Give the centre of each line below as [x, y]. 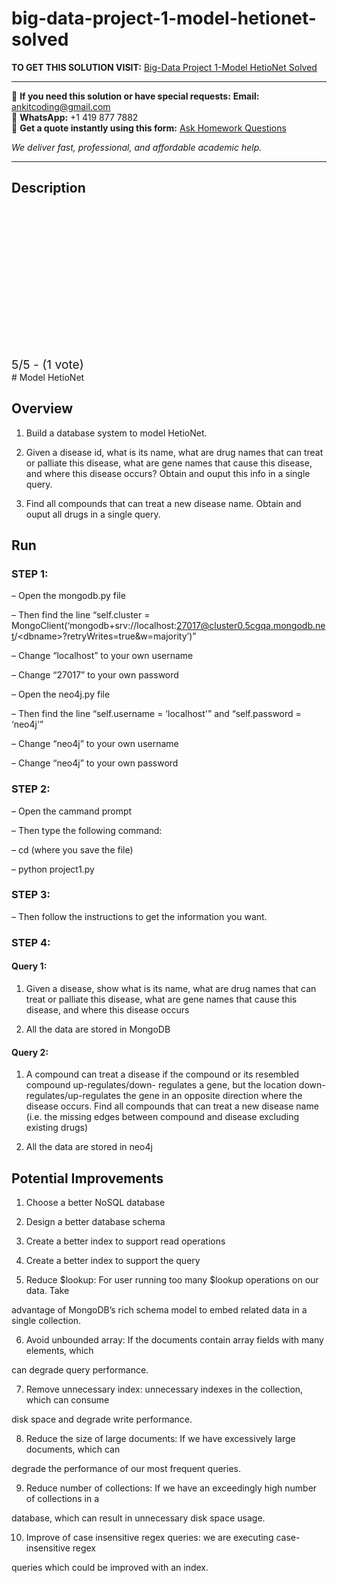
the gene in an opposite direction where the [212, 1096]
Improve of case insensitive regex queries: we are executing [149, 1537]
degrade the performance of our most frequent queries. [126, 1468]
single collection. [46, 1320]
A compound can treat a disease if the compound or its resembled [162, 1074]
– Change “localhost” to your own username [102, 656]
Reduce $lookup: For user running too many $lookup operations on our [172, 1279]
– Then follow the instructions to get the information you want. [139, 916]
